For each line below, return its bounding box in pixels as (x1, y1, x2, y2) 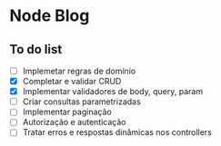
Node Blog (9, 5, 90, 26)
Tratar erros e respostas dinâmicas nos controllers (22, 127, 212, 138)
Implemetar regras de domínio (22, 65, 136, 76)
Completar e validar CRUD (22, 76, 122, 87)
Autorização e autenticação (22, 117, 126, 128)
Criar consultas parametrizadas (22, 96, 141, 107)
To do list (9, 42, 63, 57)
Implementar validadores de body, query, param (22, 86, 203, 97)
